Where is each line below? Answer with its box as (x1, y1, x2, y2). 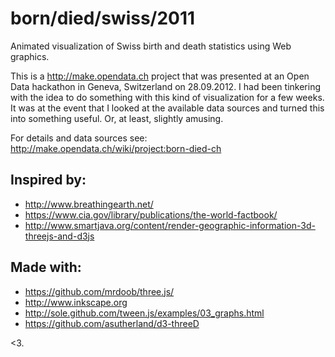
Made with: (10, 259, 82, 276)
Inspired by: (10, 172, 87, 189)
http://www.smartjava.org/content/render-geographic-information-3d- (24, 219, 316, 231)
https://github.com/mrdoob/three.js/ (24, 285, 175, 297)
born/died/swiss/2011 (10, 7, 196, 30)
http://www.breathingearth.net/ (24, 198, 154, 210)
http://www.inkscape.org (24, 296, 128, 308)
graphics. (10, 50, 50, 62)
